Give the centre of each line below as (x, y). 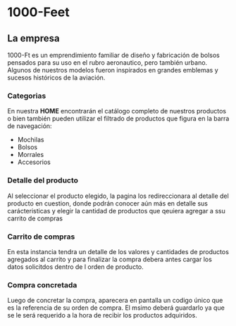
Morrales (31, 155)
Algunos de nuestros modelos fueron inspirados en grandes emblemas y (113, 70)
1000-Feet (39, 12)
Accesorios (34, 162)
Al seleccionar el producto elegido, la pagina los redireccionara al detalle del (118, 196)
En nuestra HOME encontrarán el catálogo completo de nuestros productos (117, 111)
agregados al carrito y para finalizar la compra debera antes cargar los (110, 259)
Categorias (27, 96)
